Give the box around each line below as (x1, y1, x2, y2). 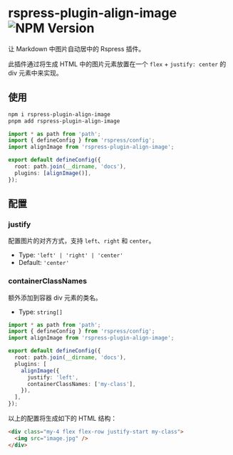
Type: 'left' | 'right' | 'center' (18, 251, 123, 259)
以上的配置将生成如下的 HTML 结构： (8, 414, 117, 423)
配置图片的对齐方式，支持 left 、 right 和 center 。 (8, 236, 155, 245)
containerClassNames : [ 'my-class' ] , (26, 380, 136, 387)
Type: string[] (18, 308, 63, 316)
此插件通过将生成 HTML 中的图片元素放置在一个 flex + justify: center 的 (8, 59, 227, 68)
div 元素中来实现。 (8, 68, 63, 77)
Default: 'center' (18, 258, 70, 267)
